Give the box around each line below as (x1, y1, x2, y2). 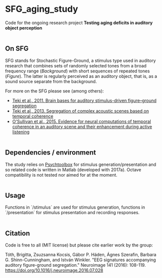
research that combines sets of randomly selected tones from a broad (5, 62, 147, 68)
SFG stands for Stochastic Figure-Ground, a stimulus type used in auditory (5, 58, 156, 63)
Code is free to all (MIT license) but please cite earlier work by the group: (5, 242, 153, 248)
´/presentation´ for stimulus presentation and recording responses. (5, 210, 140, 216)
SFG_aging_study (5, 3, 79, 15)
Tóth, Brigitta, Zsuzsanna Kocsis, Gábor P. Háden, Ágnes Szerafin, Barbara (5, 252, 157, 258)
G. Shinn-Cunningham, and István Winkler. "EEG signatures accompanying (5, 257, 156, 263)
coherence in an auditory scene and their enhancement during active (12, 124, 152, 129)
